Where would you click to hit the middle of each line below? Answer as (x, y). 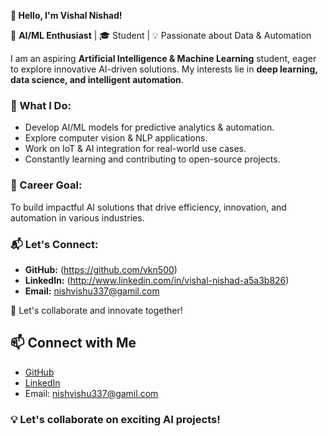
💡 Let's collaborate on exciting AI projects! (115, 419)
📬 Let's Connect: (54, 244)
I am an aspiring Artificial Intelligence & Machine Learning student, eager (163, 58)
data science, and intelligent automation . (97, 79)
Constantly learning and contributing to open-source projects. (152, 159)
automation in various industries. (77, 217)
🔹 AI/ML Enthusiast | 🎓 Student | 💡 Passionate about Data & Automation (161, 35)
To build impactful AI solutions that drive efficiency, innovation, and (148, 207)
